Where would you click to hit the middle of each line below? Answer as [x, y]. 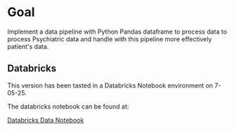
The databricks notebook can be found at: [68, 106]
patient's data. [28, 46]
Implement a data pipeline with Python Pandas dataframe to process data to [117, 32]
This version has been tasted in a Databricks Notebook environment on [110, 85]
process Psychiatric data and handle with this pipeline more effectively [110, 39]
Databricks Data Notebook [46, 120]
